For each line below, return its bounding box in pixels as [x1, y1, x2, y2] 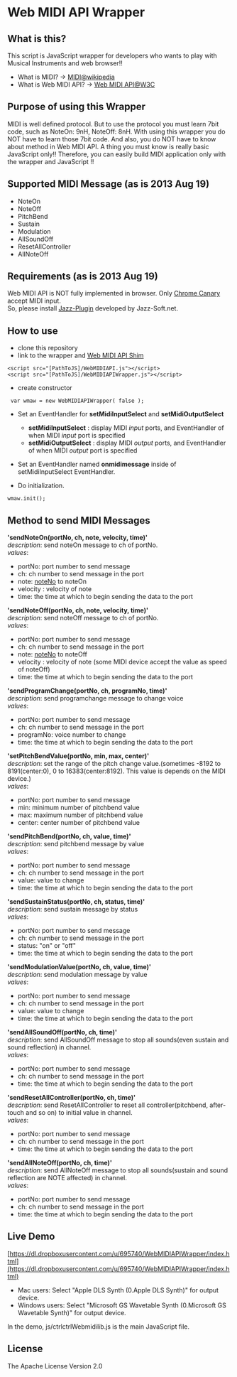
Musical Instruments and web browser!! [7, 59, 123, 67]
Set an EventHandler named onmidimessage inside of [17, 460, 177, 469]
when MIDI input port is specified [28, 431, 126, 440]
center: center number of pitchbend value [17, 819, 140, 827]
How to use [7, 325, 58, 337]
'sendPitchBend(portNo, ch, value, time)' [7, 832, 131, 841]
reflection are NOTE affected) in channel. [7, 1174, 128, 1182]
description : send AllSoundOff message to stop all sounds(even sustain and [7, 1035, 229, 1044]
